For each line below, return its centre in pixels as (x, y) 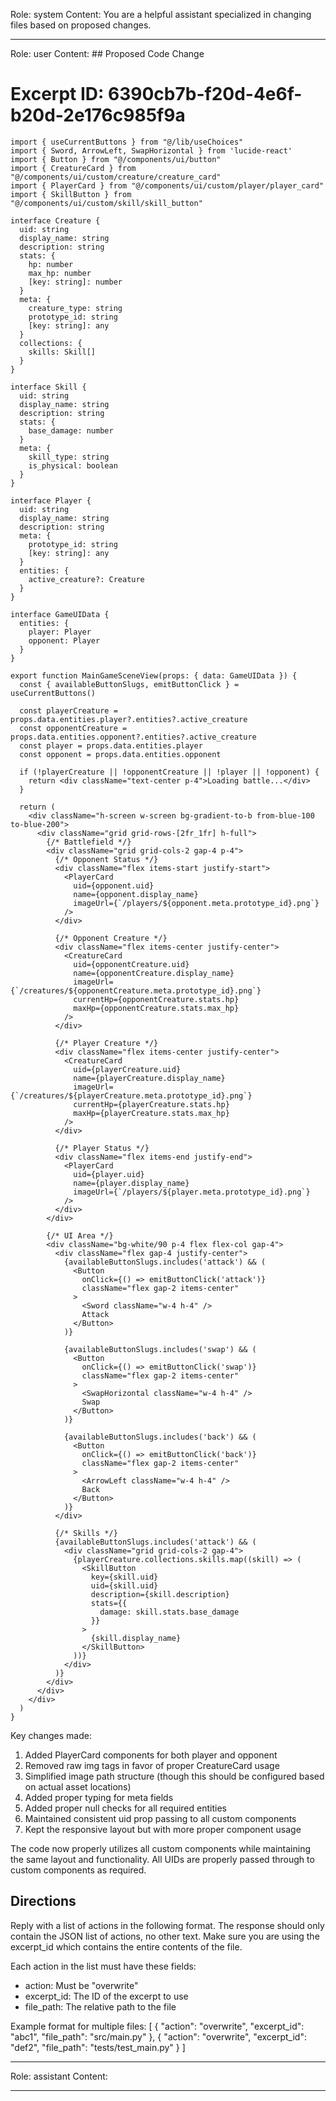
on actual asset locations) (78, 1786)
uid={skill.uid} (124, 1585)
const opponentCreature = (73, 728)
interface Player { (51, 500)
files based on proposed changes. (81, 25)
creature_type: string (75, 308)
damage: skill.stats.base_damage (169, 1612)
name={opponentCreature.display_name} (154, 973)
